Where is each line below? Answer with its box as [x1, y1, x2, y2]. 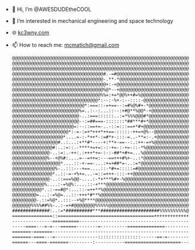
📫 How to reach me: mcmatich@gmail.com [11, 41, 120, 48]
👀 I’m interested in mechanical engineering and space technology [11, 17, 173, 24]
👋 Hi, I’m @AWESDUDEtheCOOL [11, 6, 92, 13]
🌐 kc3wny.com [11, 29, 50, 36]
